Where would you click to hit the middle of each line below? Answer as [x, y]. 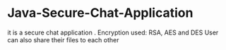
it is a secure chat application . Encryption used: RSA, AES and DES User [113, 32]
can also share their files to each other [63, 39]
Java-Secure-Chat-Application [100, 13]
